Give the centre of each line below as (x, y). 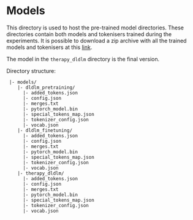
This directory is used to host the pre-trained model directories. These (95, 28)
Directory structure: (31, 70)
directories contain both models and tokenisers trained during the (89, 34)
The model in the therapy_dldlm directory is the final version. (83, 59)
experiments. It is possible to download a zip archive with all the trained (96, 40)
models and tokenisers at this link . (49, 47)
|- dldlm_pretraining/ (46, 87)
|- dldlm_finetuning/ (45, 130)
